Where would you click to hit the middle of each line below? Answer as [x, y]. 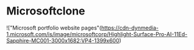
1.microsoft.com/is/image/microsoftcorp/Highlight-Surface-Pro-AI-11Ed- [97, 34]
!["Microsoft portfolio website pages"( [54, 28]
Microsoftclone [46, 11]
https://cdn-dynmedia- [130, 28]
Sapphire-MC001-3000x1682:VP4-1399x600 [63, 40]
